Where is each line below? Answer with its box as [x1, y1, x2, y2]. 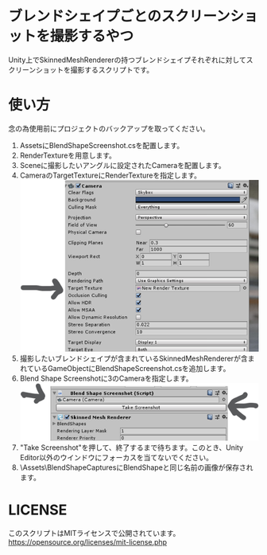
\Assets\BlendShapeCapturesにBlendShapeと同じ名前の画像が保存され [19, 463, 253, 472]
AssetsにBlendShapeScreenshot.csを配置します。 [19, 140, 184, 150]
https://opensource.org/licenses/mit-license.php [8, 537, 168, 546]
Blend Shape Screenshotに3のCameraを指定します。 [19, 373, 193, 383]
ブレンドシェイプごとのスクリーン [8, 7, 230, 25]
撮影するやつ [50, 27, 134, 45]
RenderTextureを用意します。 [19, 150, 117, 160]
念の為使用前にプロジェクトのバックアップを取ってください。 [8, 123, 210, 133]
